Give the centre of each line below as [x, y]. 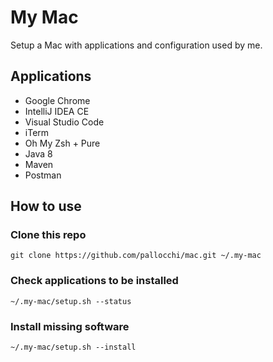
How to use [46, 206]
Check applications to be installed [94, 281]
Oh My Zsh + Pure [62, 143]
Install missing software [70, 326]
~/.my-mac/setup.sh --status [71, 301]
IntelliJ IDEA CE [57, 111]
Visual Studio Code [64, 122]
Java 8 [38, 153]
